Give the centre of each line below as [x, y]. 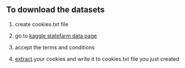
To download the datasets [55, 10]
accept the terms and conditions [55, 47]
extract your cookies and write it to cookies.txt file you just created [97, 58]
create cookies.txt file [41, 24]
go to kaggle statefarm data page [56, 36]
